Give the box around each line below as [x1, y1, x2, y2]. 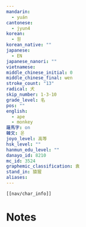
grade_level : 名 [6, 97, 46, 103]
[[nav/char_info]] [6, 191, 52, 197]
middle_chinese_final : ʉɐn [6, 75, 73, 81]
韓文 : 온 [6, 130, 25, 137]
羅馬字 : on [6, 125, 31, 131]
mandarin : [6, 8, 31, 15]
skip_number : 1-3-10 [6, 92, 58, 97]
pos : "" [6, 102, 26, 109]
